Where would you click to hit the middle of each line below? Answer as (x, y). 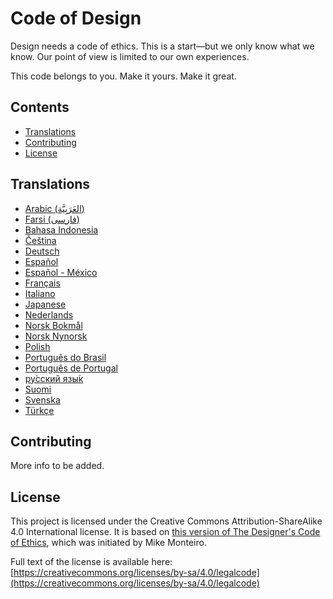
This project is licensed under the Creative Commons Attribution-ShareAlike (166, 521)
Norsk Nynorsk (56, 336)
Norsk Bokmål (53, 325)
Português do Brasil (65, 357)
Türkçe (39, 410)
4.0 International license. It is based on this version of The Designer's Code (165, 532)
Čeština (40, 240)
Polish (37, 346)
